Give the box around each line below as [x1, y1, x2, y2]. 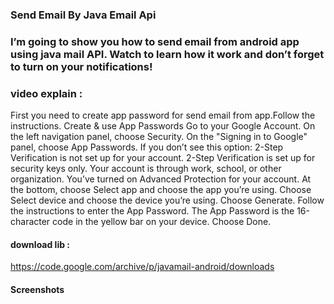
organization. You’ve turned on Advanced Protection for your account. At [10, 173, 312, 185]
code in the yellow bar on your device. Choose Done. [52, 216, 272, 228]
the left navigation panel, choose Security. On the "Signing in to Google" [10, 131, 308, 143]
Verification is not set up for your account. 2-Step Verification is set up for [10, 152, 316, 164]
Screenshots [10, 283, 65, 295]
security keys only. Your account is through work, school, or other [10, 163, 282, 175]
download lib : [10, 238, 71, 250]
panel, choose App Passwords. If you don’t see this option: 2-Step [10, 141, 284, 153]
